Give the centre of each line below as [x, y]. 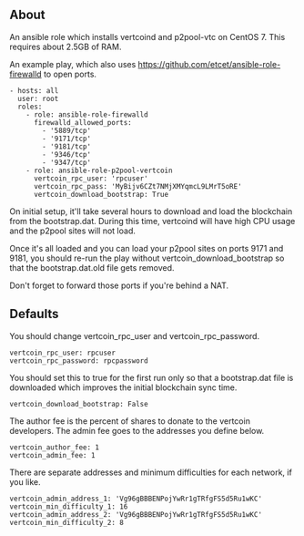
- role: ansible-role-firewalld [87, 114]
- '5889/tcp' [67, 130]
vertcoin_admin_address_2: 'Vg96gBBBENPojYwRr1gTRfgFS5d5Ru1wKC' [136, 514]
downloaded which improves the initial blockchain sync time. [123, 387]
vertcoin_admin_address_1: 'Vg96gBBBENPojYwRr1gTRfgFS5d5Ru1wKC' [136, 499]
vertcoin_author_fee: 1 [55, 447]
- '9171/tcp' [67, 139]
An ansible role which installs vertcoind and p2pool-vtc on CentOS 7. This [147, 36]
